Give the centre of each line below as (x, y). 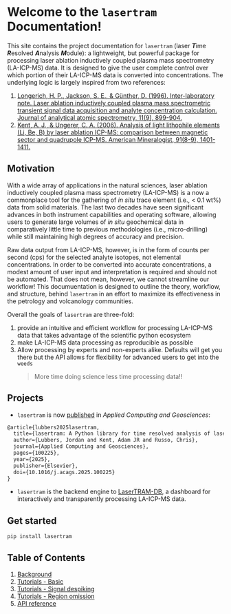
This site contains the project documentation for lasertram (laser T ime (107, 45)
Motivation (31, 168)
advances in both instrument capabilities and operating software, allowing (112, 214)
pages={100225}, (36, 453)
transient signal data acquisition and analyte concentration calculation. (117, 110)
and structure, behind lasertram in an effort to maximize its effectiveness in (114, 294)
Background (34, 574)
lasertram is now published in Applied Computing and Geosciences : (114, 415)
